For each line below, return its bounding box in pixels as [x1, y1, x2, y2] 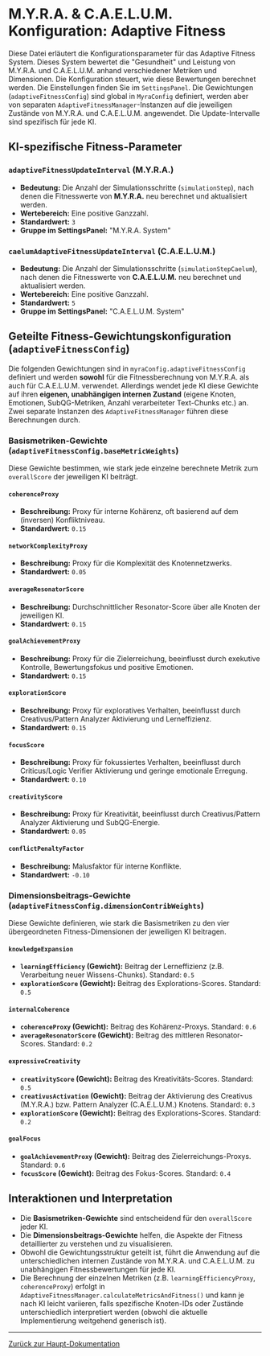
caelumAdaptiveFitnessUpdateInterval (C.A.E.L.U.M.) [8, 245, 216, 257]
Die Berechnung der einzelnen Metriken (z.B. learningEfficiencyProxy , [19, 1272, 256, 1283]
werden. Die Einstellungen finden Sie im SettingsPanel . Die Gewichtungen [8, 82, 254, 92]
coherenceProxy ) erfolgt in [19, 1281, 106, 1291]
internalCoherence [8, 1005, 70, 1013]
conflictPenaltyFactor [8, 845, 84, 853]
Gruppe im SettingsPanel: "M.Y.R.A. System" [19, 225, 171, 235]
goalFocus [8, 1135, 42, 1143]
